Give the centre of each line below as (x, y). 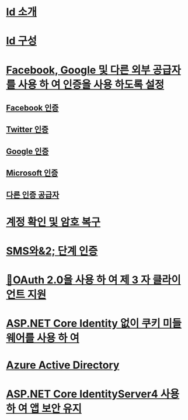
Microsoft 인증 (32, 173)
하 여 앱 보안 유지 (44, 409)
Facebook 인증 (32, 108)
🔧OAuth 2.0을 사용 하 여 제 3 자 (78, 280)
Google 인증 (27, 151)
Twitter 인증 (27, 130)
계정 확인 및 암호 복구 (53, 222)
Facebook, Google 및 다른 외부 (78, 70)
